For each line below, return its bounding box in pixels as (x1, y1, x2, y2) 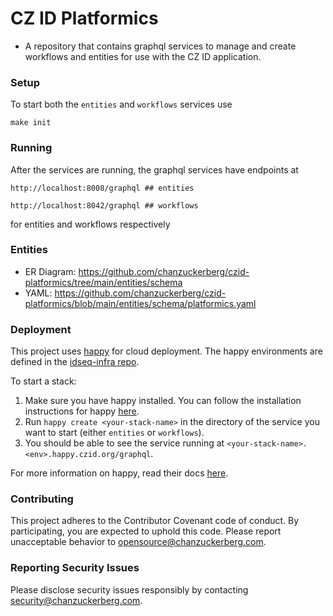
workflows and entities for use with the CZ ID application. (24, 50, 262, 62)
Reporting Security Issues (10, 561, 140, 575)
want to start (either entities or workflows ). (24, 427, 205, 439)
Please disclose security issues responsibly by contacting (10, 583, 249, 596)
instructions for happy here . (24, 405, 140, 417)
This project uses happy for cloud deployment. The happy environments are (10, 345, 323, 357)
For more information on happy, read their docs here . (10, 467, 229, 479)
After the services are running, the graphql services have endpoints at (10, 163, 299, 176)
